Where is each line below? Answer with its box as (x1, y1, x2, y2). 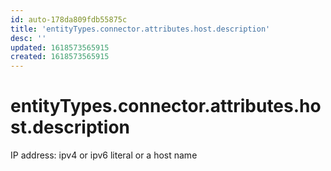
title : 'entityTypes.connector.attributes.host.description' (10, 24, 271, 34)
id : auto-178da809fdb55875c (10, 14, 128, 25)
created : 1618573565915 (10, 52, 110, 62)
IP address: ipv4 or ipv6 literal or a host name (10, 149, 198, 161)
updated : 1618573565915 (10, 42, 110, 53)
